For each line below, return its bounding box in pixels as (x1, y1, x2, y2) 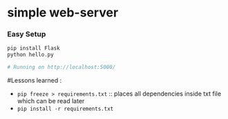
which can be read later (17, 97, 85, 105)
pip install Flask (7, 45, 60, 52)
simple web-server (7, 5, 119, 21)
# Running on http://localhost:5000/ (7, 64, 116, 71)
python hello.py (7, 52, 54, 58)
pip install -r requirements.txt (17, 105, 114, 113)
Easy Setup (7, 30, 46, 39)
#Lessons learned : (7, 76, 62, 85)
